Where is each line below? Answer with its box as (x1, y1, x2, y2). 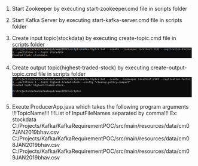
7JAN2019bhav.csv (11, 128, 60, 136)
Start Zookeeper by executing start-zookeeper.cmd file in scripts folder (11, 5, 187, 12)
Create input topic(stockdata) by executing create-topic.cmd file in (11, 35, 176, 41)
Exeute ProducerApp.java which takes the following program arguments (11, 103, 189, 110)
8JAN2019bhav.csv (11, 142, 60, 149)
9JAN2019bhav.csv (11, 154, 60, 161)
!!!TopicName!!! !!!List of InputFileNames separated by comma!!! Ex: (11, 110, 178, 117)
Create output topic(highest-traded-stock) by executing (11, 64, 150, 71)
